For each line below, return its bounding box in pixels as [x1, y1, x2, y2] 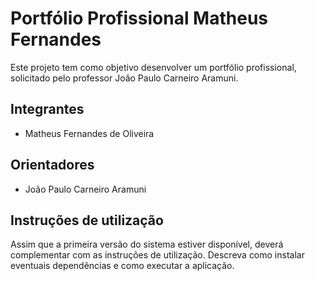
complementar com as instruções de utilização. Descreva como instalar [10, 249, 305, 261]
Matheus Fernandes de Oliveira [24, 127, 155, 139]
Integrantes [10, 101, 85, 118]
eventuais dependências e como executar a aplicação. [10, 260, 235, 272]
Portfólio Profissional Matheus [10, 7, 268, 30]
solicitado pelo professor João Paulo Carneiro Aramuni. [10, 72, 239, 84]
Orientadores [10, 157, 95, 174]
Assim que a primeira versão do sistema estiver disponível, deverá [10, 238, 284, 251]
